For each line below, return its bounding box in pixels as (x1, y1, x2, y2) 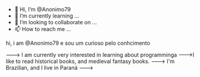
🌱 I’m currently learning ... (14, 12, 80, 19)
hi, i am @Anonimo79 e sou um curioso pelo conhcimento (5, 39, 150, 47)
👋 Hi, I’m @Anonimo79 (14, 6, 71, 13)
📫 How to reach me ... (14, 25, 71, 33)
